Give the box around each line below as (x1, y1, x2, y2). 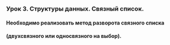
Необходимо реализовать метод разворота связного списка (6, 19, 165, 26)
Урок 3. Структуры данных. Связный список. (6, 5, 144, 13)
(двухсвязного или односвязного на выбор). (6, 33, 122, 40)
